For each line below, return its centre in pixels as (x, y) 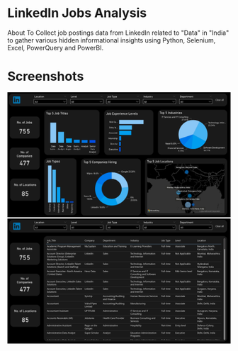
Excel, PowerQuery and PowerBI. (56, 48)
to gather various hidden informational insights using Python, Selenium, (112, 40)
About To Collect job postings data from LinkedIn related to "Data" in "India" (118, 33)
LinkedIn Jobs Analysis (77, 13)
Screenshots (46, 77)
